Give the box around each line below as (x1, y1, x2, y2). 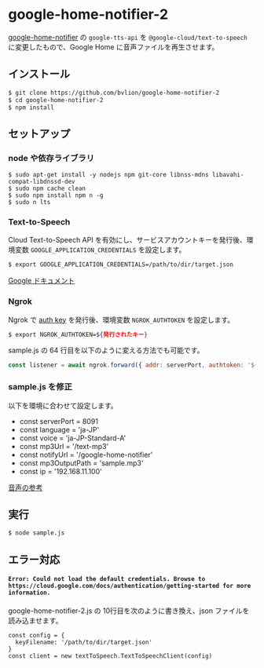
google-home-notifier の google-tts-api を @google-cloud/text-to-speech (8, 32, 247, 42)
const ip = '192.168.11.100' (19, 466, 102, 476)
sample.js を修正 (8, 381, 73, 392)
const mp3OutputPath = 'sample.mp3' (19, 458, 144, 468)
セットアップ (8, 127, 71, 141)
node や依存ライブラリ (8, 152, 95, 163)
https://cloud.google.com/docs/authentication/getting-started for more (8, 582, 251, 590)
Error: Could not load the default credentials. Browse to (8, 575, 206, 583)
